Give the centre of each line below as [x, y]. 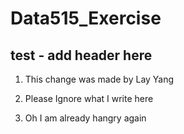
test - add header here [81, 55]
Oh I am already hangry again [85, 118]
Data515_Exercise [86, 18]
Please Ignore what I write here [89, 98]
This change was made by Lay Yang [99, 79]
